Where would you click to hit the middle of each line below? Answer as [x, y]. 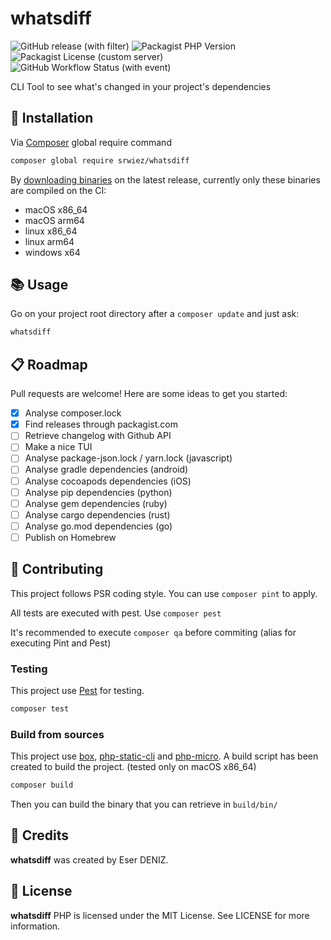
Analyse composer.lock [73, 413]
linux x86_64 [51, 231]
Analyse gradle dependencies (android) [106, 469]
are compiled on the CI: [58, 190]
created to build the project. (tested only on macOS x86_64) [133, 767]
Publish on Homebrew [70, 537]
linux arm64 [49, 241]
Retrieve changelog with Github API [98, 436]
